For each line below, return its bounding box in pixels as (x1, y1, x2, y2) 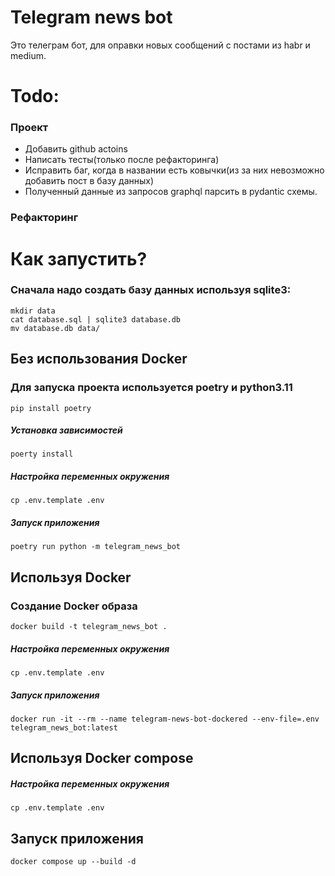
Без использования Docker (10, 351, 188, 368)
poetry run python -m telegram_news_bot (10, 542, 182, 552)
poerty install (10, 449, 74, 460)
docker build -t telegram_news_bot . (10, 622, 168, 632)
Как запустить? (10, 247, 148, 270)
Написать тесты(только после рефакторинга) (24, 154, 220, 166)
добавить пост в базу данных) (24, 175, 155, 187)
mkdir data (10, 306, 56, 316)
